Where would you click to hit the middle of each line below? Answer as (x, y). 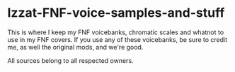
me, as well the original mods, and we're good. (75, 47)
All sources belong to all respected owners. (70, 60)
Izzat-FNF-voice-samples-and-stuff (116, 13)
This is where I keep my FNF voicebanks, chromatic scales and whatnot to (116, 32)
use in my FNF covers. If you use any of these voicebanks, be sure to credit (117, 39)
